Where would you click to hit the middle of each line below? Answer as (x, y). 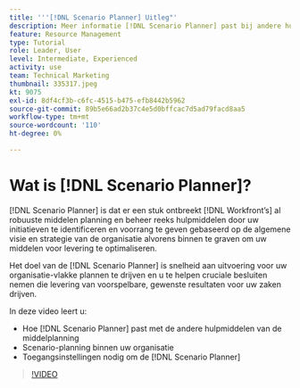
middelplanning (50, 338)
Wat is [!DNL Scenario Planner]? (130, 186)
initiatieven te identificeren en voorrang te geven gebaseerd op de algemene (150, 229)
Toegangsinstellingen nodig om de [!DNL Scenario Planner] (131, 357)
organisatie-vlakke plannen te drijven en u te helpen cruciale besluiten (138, 275)
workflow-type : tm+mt (50, 117)
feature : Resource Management (66, 34)
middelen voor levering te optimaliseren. (83, 248)
